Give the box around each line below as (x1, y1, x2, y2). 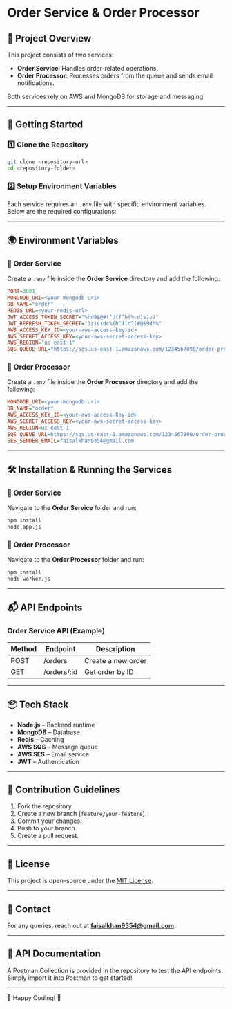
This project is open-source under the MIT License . (7, 877, 154, 885)
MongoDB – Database (17, 728, 81, 736)
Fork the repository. (17, 802, 74, 810)
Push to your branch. (17, 824, 77, 833)
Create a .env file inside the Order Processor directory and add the (7, 378, 199, 386)
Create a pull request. (17, 832, 79, 840)
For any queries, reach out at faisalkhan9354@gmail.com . (7, 922, 176, 930)
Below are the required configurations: (7, 207, 117, 215)
